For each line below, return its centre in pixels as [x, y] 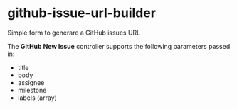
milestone [32, 90]
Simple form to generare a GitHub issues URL [74, 33]
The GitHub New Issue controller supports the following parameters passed [119, 46]
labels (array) [37, 98]
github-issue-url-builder [82, 13]
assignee [31, 82]
